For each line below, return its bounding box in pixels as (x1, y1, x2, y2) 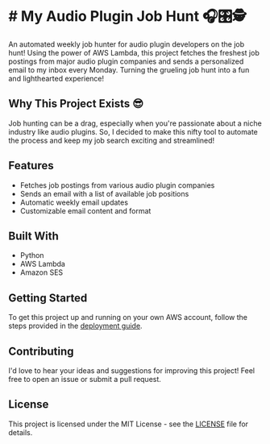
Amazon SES (19, 268, 64, 277)
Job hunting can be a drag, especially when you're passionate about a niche (8, 118, 262, 128)
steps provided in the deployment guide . (8, 321, 143, 331)
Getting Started (8, 291, 88, 305)
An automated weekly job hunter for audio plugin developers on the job (8, 39, 244, 49)
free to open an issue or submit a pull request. (8, 375, 161, 384)
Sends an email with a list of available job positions (19, 189, 189, 198)
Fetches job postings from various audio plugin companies (19, 180, 215, 190)
